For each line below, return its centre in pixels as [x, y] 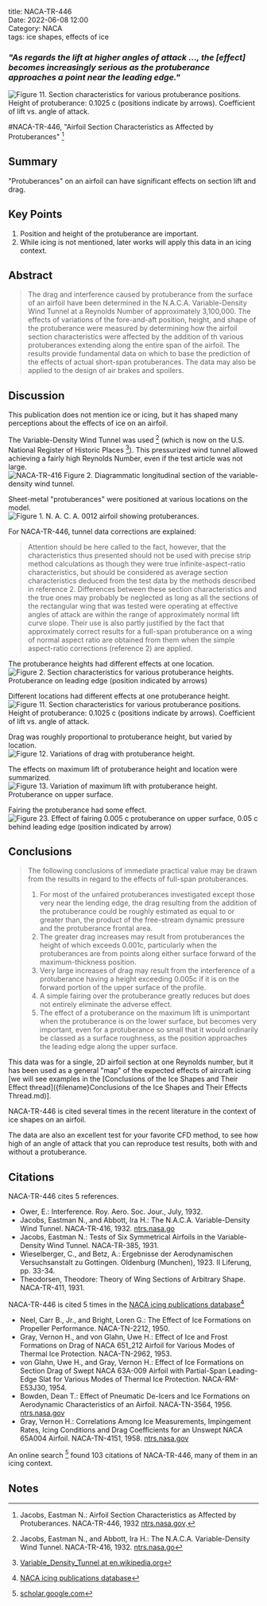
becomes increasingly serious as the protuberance [109, 67]
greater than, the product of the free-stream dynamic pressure [142, 920]
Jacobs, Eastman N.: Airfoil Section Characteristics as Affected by [128, 1515]
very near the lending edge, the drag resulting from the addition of [148, 903]
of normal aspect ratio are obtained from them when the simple [131, 640]
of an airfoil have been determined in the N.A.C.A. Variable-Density [137, 303]
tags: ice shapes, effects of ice [59, 37]
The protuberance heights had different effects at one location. [111, 663]
